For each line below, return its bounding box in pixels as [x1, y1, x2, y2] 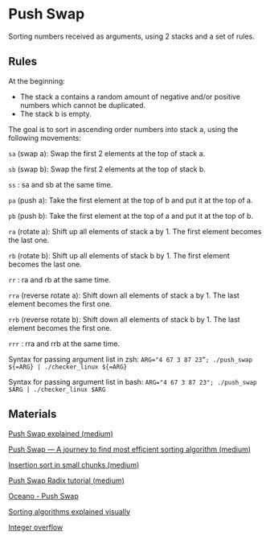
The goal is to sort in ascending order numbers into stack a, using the [8, 124, 239, 134]
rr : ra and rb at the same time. [8, 274, 111, 284]
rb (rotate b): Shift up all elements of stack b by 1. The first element [8, 250, 231, 260]
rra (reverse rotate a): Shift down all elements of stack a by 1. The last [8, 291, 239, 300]
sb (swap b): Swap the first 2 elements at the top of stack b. [8, 164, 207, 174]
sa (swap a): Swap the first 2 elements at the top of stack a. [8, 148, 206, 158]
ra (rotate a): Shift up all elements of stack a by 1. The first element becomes [8, 226, 262, 236]
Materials [8, 407, 57, 421]
